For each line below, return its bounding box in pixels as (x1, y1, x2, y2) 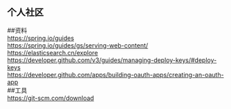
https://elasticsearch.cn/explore (7, 48, 98, 57)
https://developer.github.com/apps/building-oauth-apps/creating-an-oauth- (7, 70, 224, 79)
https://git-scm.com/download (7, 94, 95, 102)
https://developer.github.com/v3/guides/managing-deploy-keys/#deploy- (7, 56, 217, 64)
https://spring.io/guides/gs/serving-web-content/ (7, 41, 149, 50)
